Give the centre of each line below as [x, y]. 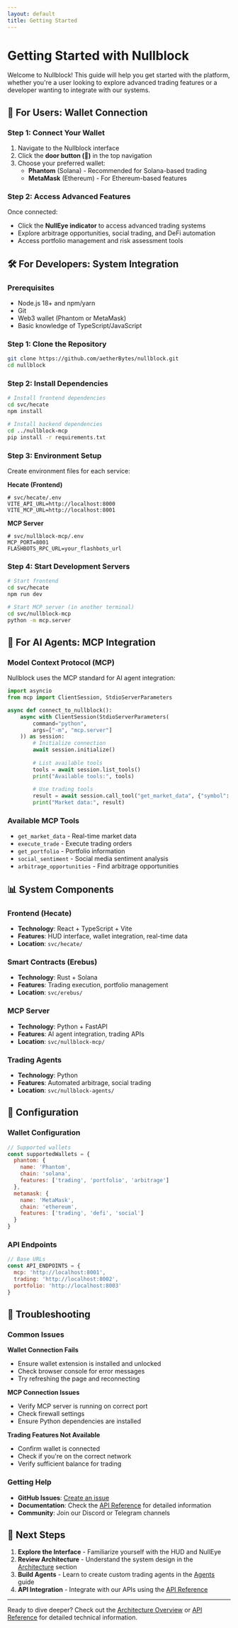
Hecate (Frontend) [35, 485]
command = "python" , [60, 724]
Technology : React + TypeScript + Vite [75, 928]
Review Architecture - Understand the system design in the [105, 1559]
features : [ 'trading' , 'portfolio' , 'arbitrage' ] [95, 1181]
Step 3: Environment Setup [55, 456]
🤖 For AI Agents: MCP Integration [81, 642]
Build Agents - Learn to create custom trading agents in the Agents [116, 1575]
